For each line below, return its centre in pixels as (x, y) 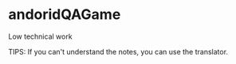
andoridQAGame (65, 15)
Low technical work (41, 36)
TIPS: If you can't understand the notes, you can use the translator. (118, 51)
